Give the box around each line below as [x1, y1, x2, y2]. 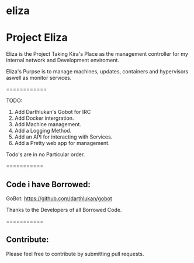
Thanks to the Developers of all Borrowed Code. [6, 206, 122, 213]
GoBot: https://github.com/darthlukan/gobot [6, 195, 112, 202]
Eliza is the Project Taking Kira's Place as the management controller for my [6, 50, 189, 58]
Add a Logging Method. [14, 127, 72, 134]
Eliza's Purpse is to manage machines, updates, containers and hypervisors [6, 68, 189, 75]
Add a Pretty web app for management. [14, 140, 110, 147]
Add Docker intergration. [14, 114, 74, 122]
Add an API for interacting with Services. [14, 133, 113, 140]
